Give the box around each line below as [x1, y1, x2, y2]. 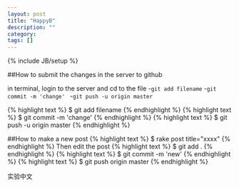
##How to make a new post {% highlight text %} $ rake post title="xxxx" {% [7, 135, 231, 143]
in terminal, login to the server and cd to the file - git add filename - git [7, 84, 217, 93]
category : [7, 30, 37, 38]
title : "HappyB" [7, 17, 56, 24]
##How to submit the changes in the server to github [7, 71, 163, 79]
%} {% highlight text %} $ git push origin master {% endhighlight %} [7, 158, 209, 166]
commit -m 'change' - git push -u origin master [7, 92, 153, 101]
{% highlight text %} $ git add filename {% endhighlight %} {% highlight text [7, 106, 232, 114]
